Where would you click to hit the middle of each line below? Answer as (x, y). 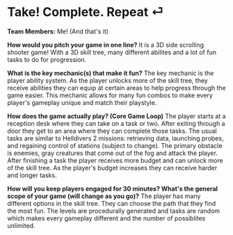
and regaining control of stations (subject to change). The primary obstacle (115, 145)
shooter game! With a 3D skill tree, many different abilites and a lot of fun (112, 52)
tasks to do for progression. (47, 59)
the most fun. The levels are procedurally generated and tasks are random (114, 211)
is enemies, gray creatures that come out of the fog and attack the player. (112, 153)
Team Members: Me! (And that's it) (58, 31)
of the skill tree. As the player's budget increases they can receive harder (112, 168)
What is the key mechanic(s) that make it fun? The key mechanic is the (111, 73)
